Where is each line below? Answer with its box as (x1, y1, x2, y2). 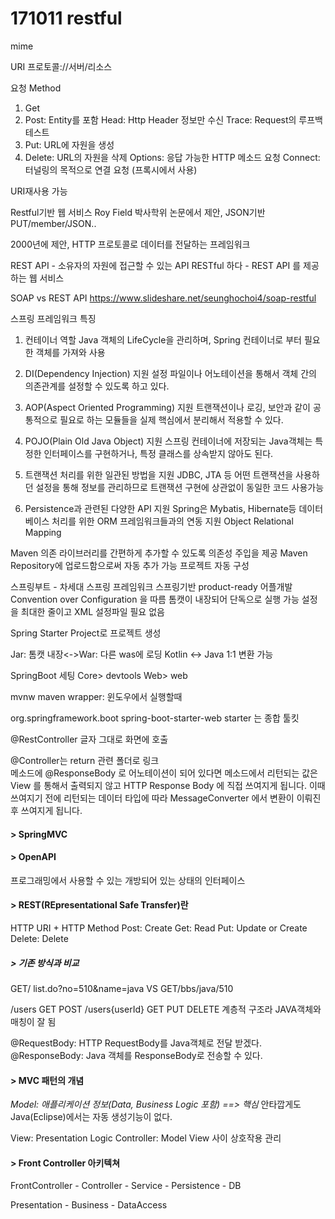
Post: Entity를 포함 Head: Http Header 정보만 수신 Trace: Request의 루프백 (24, 113, 323, 126)
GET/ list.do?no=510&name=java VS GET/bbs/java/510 (10, 982, 234, 994)
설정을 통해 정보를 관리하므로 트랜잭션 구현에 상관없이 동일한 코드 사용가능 (35, 481, 325, 493)
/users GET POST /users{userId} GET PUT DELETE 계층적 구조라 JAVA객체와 (10, 1003, 322, 1015)
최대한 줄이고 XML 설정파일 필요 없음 (20, 605, 165, 617)
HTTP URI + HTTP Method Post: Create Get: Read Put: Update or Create (10, 922, 308, 934)
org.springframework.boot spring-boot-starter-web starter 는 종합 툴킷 (10, 712, 300, 724)
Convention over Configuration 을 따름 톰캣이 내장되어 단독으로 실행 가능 (10, 593, 300, 605)
